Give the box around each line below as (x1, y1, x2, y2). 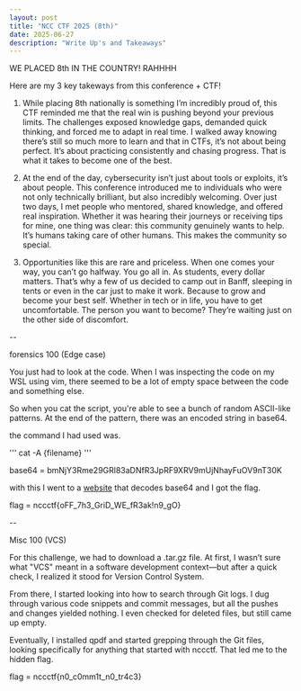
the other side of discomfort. (22, 314, 128, 325)
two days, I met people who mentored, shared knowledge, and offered (22, 202, 283, 212)
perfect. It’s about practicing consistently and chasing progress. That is (22, 146, 287, 157)
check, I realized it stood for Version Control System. (9, 571, 205, 582)
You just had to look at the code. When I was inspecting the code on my (9, 366, 276, 378)
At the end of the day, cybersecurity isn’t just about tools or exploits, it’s (22, 173, 288, 184)
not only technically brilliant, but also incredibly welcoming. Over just (22, 192, 278, 202)
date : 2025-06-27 (9, 30, 75, 39)
